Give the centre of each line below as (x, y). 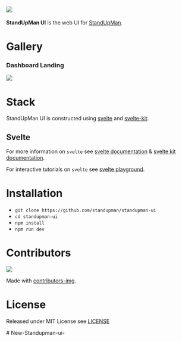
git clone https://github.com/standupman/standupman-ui (85, 211)
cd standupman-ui (36, 217)
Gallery (24, 47)
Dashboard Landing (35, 66)
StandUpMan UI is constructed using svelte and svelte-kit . (78, 119)
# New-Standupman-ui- (36, 332)
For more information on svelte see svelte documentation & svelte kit (91, 151)
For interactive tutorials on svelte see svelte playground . (76, 169)
